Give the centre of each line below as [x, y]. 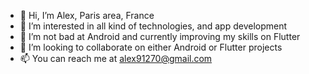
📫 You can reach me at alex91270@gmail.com [116, 58]
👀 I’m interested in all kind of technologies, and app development [153, 26]
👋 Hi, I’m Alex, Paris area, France [87, 15]
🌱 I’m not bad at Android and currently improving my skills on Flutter [160, 36]
